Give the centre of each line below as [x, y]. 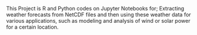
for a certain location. [32, 27]
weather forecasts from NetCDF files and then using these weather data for [99, 15]
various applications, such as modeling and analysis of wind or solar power [98, 21]
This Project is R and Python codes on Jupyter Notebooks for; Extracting [95, 8]
